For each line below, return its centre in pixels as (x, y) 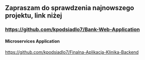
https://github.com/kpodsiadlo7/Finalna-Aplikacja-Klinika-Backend (72, 52)
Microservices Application (32, 41)
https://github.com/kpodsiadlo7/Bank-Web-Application (72, 30)
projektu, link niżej (34, 16)
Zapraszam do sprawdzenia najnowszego (70, 8)
